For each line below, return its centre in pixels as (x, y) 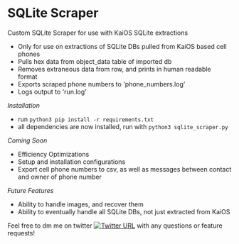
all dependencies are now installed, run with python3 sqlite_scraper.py (123, 126)
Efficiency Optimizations (53, 154)
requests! (21, 233)
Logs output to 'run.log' (52, 91)
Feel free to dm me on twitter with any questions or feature (115, 226)
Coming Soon (27, 140)
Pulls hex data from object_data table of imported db (95, 61)
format (27, 77)
